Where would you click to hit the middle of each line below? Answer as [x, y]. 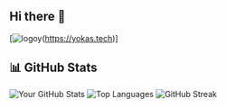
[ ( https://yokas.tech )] [64, 38]
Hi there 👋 [38, 17]
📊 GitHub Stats [53, 68]
